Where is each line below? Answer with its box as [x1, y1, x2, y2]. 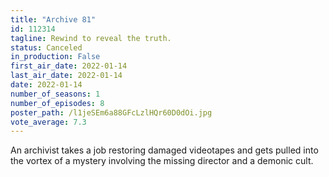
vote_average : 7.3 [10, 117, 87, 127]
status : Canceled [10, 42, 83, 53]
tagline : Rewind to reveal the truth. [10, 33, 172, 43]
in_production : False [10, 52, 101, 62]
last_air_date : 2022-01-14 [10, 71, 123, 81]
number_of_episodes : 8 [10, 98, 105, 108]
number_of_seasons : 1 [10, 89, 101, 99]
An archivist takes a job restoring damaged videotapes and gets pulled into [10, 144, 319, 156]
